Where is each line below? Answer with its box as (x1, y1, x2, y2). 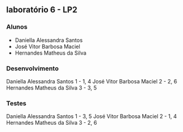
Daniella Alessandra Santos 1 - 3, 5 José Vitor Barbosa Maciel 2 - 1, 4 (6, 113, 177, 120)
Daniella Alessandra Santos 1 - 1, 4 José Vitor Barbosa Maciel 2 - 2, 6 (6, 77, 178, 85)
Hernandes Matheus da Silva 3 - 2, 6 (6, 119, 97, 127)
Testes (6, 99, 27, 107)
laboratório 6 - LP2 (6, 5, 78, 15)
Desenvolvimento (6, 64, 59, 73)
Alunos (6, 23, 28, 31)
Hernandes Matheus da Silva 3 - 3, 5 (6, 84, 97, 91)
